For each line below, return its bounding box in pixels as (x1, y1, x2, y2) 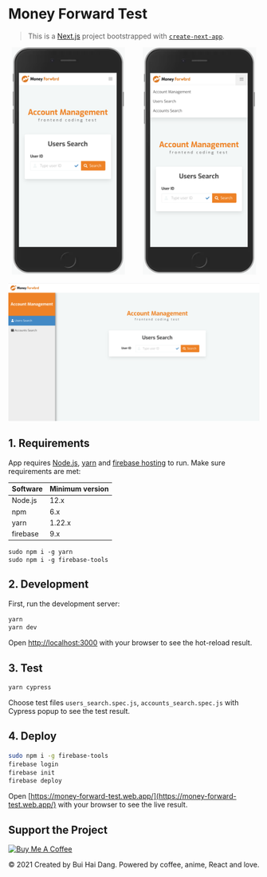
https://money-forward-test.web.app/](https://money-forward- (30, 791, 237, 801)
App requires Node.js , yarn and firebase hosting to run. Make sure (8, 457, 226, 468)
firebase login (8, 760, 59, 768)
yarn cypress (8, 684, 52, 692)
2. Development (8, 577, 89, 592)
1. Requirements (8, 437, 90, 450)
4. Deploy (8, 729, 57, 743)
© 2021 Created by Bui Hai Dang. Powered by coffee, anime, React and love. (8, 860, 260, 870)
